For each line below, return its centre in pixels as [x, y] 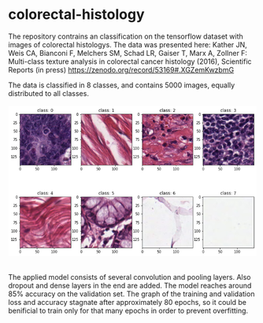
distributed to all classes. [48, 93]
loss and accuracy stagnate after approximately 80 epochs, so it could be [127, 303]
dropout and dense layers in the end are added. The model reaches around [130, 286]
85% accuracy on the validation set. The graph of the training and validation [131, 294]
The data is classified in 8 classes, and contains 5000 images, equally [122, 85]
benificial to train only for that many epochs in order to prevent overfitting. [128, 311]
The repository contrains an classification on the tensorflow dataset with [126, 36]
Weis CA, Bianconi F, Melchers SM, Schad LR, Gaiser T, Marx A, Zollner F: [128, 53]
